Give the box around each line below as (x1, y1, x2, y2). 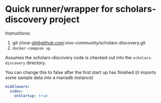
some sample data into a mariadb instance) (5, 74, 93, 80)
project (49, 14, 80, 25)
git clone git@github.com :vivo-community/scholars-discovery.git (12, 39, 146, 45)
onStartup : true (14, 93, 48, 98)
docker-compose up (12, 46, 51, 51)
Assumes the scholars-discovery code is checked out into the (5, 54, 132, 60)
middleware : (5, 84, 30, 89)
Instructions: (5, 30, 31, 36)
